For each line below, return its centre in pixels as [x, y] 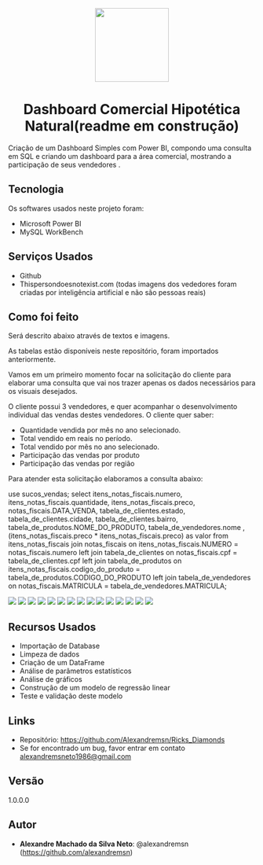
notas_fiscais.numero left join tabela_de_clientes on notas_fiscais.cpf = [123, 553]
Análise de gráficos [51, 679]
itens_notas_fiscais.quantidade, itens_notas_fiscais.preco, [102, 502]
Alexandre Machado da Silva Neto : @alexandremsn [104, 844]
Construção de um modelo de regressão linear [95, 688]
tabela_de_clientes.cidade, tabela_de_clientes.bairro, [93, 519]
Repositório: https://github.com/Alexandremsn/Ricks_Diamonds [122, 740]
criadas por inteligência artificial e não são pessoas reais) [113, 292]
